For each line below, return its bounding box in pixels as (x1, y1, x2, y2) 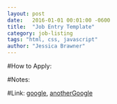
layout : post (7, 10, 45, 17)
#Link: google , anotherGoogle (7, 89, 93, 97)
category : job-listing (7, 29, 73, 37)
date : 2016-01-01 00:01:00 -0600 (7, 17, 111, 24)
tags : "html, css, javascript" (7, 36, 98, 43)
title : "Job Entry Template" (7, 23, 95, 30)
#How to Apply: (7, 62, 52, 70)
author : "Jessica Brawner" (7, 43, 86, 50)
